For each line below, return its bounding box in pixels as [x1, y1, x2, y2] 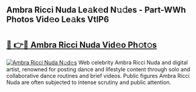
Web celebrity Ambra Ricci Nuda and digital [78, 59, 188, 66]
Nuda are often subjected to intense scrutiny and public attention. [6, 79, 172, 86]
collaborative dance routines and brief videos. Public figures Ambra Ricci [6, 73, 190, 79]
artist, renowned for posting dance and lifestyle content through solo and [6, 66, 191, 73]
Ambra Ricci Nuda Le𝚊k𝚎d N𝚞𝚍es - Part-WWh [6, 5, 186, 15]
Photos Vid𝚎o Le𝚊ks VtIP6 [6, 15, 109, 25]
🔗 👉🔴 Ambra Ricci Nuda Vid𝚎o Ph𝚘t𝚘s [6, 40, 157, 50]
